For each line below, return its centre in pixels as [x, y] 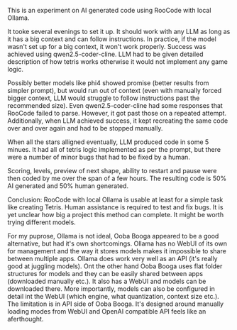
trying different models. [42, 222]
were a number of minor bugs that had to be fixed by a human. [99, 157]
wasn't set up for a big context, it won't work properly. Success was [107, 46]
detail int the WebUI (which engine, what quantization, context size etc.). [114, 296]
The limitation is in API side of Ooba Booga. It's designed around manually [116, 304]
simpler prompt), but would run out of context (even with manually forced [115, 90]
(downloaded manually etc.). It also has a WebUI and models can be [107, 281]
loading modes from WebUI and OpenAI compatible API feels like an [107, 311]
